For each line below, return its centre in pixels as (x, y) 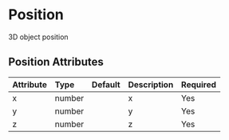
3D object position (39, 37)
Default (106, 84)
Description (151, 84)
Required (199, 84)
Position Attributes (56, 62)
